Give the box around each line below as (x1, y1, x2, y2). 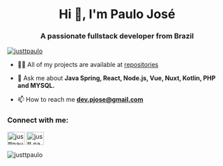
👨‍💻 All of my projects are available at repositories (17, 61, 159, 69)
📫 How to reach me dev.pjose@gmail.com (17, 96, 144, 104)
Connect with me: (7, 115, 69, 125)
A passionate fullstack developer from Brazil (40, 31, 194, 41)
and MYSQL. (17, 82, 55, 90)
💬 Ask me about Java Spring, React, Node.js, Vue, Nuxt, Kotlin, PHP (17, 74, 216, 82)
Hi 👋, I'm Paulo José (59, 6, 176, 22)
